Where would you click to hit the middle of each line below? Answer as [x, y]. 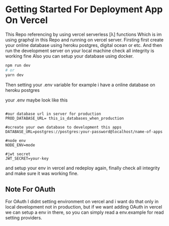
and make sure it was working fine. [42, 173]
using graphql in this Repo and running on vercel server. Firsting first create [84, 40]
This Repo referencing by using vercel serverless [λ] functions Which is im [83, 34]
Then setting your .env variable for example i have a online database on [80, 85]
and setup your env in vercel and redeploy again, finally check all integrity [83, 168]
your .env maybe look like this [36, 100]
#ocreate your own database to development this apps [64, 127]
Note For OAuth [30, 189]
